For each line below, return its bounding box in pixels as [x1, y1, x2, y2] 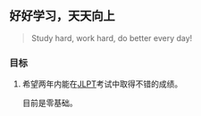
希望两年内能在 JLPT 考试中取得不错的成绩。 [21, 79, 183, 89]
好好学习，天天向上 [9, 8, 115, 24]
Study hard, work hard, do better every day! [30, 32, 193, 43]
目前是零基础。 [21, 97, 78, 109]
